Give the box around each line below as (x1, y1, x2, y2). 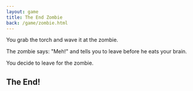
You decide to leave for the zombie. (6, 59, 94, 66)
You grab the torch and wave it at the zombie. (6, 37, 118, 44)
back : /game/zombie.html (6, 20, 68, 26)
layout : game (6, 8, 39, 15)
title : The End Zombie (6, 14, 63, 20)
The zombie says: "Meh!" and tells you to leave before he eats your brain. (6, 48, 187, 55)
